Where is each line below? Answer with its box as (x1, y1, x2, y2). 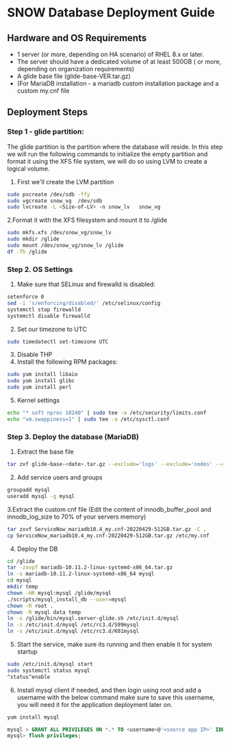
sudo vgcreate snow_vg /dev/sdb (7, 197, 103, 204)
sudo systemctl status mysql (7, 667, 90, 674)
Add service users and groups (16, 473, 103, 482)
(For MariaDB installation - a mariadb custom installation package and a (16, 79, 219, 87)
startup (16, 647, 38, 656)
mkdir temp (7, 584, 38, 590)
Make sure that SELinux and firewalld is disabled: (16, 280, 156, 288)
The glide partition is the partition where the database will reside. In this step (7, 142, 223, 151)
